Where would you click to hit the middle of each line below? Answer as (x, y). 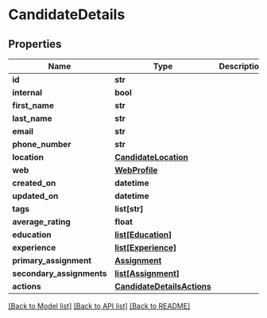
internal (27, 93)
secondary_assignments (60, 273)
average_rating (42, 222)
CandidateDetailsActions (163, 286)
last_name (32, 118)
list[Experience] (146, 248)
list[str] (129, 209)
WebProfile (136, 170)
